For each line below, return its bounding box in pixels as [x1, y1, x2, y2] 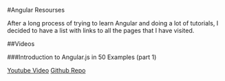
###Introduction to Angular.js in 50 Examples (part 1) [7, 53, 157, 61]
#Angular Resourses [7, 6, 65, 14]
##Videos [7, 40, 35, 47]
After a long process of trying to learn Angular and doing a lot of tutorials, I [7, 19, 219, 27]
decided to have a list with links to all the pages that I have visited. [7, 27, 195, 34]
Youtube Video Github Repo [7, 67, 86, 74]
